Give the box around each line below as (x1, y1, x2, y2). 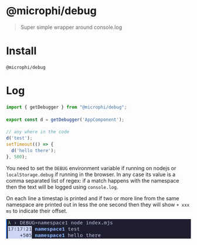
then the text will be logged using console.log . (6, 183, 118, 190)
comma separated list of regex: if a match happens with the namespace (6, 177, 179, 184)
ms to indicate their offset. (6, 207, 67, 214)
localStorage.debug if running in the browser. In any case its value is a (6, 171, 176, 178)
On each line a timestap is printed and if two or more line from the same (6, 194, 179, 201)
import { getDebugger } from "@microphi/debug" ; (6, 104, 127, 110)
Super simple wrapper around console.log (20, 24, 122, 31)
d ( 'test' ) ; (6, 135, 33, 141)
